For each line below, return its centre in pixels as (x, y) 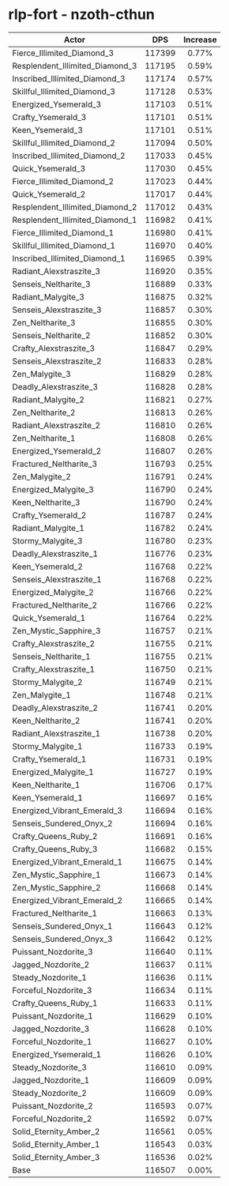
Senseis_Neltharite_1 (51, 656)
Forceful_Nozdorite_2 (52, 1118)
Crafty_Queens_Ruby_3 (55, 849)
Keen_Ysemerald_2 (47, 567)
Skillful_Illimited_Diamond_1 (64, 245)
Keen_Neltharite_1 (46, 785)
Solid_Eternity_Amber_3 (56, 1157)
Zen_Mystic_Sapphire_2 (56, 887)
